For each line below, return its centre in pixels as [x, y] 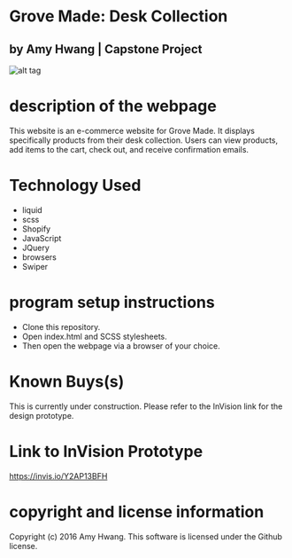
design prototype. [42, 415]
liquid [32, 209]
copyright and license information [137, 511]
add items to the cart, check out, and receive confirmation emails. [129, 149]
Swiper [35, 266]
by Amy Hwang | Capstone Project [106, 49]
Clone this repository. [61, 326]
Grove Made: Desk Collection [119, 16]
